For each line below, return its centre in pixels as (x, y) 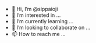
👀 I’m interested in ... (36, 15)
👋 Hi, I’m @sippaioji (35, 9)
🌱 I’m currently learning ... (42, 21)
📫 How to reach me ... (38, 34)
